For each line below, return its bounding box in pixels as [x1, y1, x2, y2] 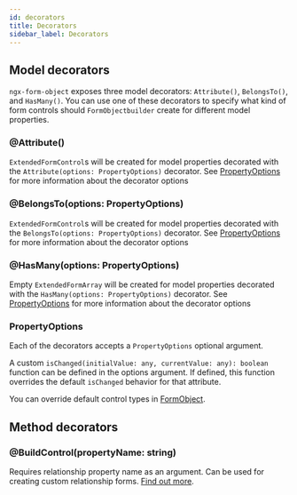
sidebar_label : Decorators [9, 29, 109, 38]
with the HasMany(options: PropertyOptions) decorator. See [9, 289, 228, 299]
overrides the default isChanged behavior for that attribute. [9, 377, 222, 387]
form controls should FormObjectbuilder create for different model [9, 105, 251, 116]
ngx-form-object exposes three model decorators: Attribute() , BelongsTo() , [9, 86, 288, 97]
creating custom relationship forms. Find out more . [9, 476, 195, 487]
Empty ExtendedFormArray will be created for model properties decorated [9, 279, 275, 290]
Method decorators [9, 419, 119, 435]
